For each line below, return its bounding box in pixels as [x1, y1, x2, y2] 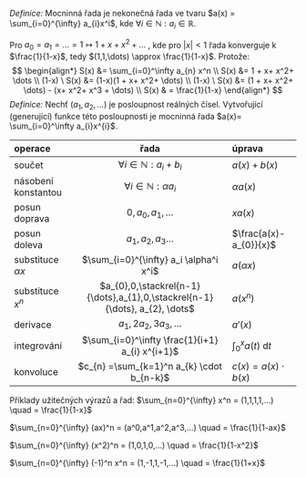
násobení [14, 175, 54, 188]
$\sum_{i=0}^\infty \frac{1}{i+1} [81, 334, 219, 347]
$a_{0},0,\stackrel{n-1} [99, 280, 201, 293]
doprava [14, 213, 50, 225]
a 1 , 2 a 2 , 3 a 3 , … [117, 317, 182, 332]
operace [14, 142, 51, 155]
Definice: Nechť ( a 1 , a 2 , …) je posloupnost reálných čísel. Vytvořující [9, 99, 263, 112]
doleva [14, 239, 44, 252]
